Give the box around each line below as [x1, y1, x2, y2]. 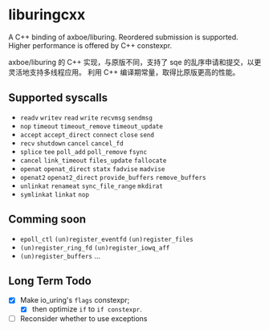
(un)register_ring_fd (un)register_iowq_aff [19, 243, 170, 252]
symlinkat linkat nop [19, 190, 90, 198]
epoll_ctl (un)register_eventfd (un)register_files [19, 235, 194, 243]
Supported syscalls [8, 91, 108, 105]
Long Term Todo [8, 274, 92, 287]
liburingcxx [8, 6, 86, 24]
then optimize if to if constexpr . [31, 304, 143, 314]
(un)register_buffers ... [19, 251, 101, 260]
